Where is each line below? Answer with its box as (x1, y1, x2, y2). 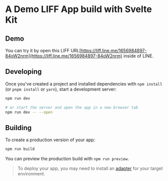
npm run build (5, 147, 35, 152)
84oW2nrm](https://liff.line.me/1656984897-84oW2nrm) (5, 53, 123, 59)
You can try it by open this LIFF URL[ (5, 48, 81, 53)
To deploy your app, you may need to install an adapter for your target (17, 165, 163, 171)
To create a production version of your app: (5, 137, 96, 143)
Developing (5, 67, 42, 76)
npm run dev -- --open (5, 110, 53, 115)
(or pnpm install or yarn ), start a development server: (5, 86, 117, 92)
